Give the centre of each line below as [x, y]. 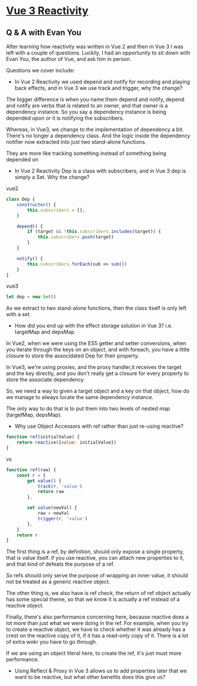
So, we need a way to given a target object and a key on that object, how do [98, 391]
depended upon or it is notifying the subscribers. [65, 118]
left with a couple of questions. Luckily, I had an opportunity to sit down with [98, 53]
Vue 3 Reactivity [47, 11]
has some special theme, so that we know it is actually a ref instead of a [93, 599]
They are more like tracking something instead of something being [86, 153]
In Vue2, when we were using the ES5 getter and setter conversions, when [96, 343]
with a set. [18, 315]
